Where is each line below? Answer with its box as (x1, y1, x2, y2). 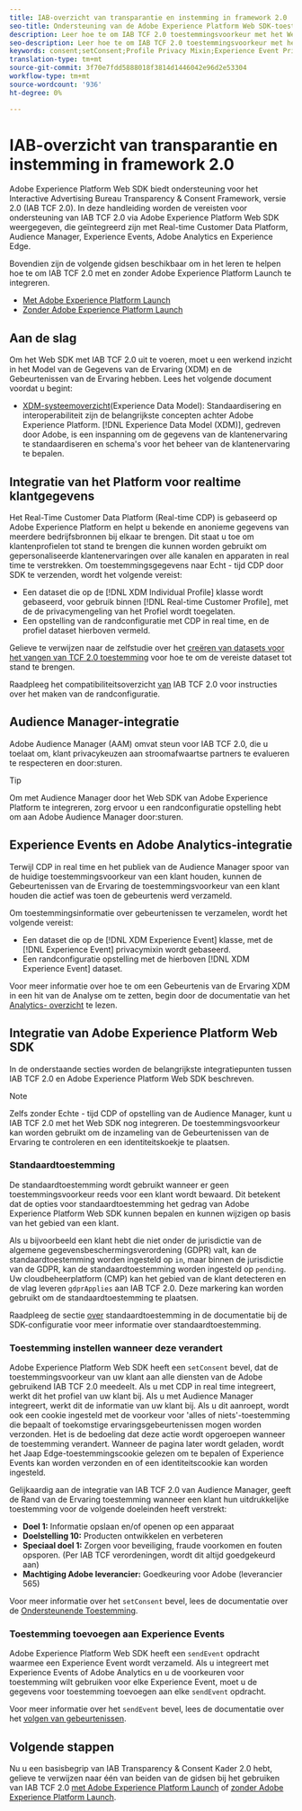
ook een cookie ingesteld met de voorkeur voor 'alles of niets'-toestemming (9, 1410, 290, 1421)
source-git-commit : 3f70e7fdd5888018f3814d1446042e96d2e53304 (9, 64, 247, 73)
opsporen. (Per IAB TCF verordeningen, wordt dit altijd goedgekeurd (22, 1549, 276, 1560)
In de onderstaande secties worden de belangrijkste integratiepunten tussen (9, 1063, 292, 1074)
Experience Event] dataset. (22, 963, 123, 973)
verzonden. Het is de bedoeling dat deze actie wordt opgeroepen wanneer (9, 1429, 286, 1440)
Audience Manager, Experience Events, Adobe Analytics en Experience (9, 231, 274, 243)
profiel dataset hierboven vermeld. (22, 626, 151, 636)
